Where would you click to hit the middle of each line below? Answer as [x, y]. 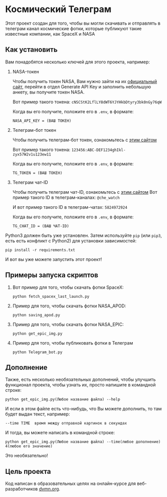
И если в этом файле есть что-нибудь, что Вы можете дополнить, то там [83, 409]
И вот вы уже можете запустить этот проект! [54, 259]
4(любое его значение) [29, 446]
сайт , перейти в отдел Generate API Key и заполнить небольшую [82, 87]
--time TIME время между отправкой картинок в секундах [66, 424]
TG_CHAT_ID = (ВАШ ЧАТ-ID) [41, 226]
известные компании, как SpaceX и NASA [50, 34]
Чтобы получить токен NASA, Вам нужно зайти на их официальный [85, 81]
